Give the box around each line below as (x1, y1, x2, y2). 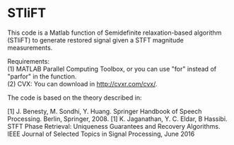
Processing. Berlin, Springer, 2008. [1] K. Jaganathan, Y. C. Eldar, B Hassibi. (7, 115, 228, 123)
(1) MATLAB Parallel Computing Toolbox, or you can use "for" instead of (7, 64, 217, 73)
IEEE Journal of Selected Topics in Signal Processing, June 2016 (7, 129, 195, 138)
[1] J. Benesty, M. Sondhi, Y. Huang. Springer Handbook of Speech (7, 107, 202, 115)
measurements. (7, 43, 53, 52)
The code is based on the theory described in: (7, 93, 142, 102)
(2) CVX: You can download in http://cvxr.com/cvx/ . (7, 79, 158, 88)
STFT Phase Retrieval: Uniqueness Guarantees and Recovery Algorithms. (7, 122, 221, 130)
